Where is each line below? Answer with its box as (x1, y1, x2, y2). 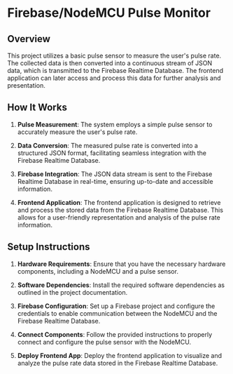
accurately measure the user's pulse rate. (17, 128, 138, 136)
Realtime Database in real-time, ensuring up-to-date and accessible (17, 177, 213, 185)
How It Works (7, 102, 68, 114)
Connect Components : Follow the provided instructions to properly (17, 330, 213, 338)
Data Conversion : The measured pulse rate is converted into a (17, 141, 198, 149)
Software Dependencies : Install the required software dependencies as (17, 281, 225, 289)
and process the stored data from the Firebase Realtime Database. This (17, 206, 224, 214)
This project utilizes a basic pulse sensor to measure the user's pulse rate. (7, 51, 222, 60)
